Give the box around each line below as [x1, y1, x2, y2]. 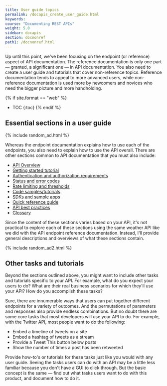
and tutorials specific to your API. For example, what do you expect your [5, 277, 154, 284]
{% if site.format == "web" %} [5, 95, 67, 101]
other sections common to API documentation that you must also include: [5, 152, 156, 158]
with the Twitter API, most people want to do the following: [5, 319, 126, 325]
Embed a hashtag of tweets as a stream [12, 334, 94, 340]
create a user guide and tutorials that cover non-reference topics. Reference [5, 69, 162, 75]
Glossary [12, 210, 31, 216]
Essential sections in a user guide [5, 119, 112, 128]
